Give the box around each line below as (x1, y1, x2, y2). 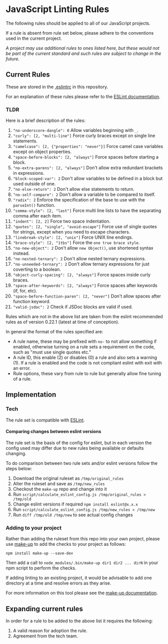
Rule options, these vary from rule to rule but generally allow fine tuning (13, 371, 161, 377)
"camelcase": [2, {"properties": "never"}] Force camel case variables (13, 144, 163, 150)
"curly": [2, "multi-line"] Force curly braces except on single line (13, 132, 155, 139)
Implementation (6, 390, 57, 399)
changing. (6, 450, 27, 456)
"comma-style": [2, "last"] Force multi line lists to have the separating (13, 207, 161, 213)
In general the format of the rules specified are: (6, 329, 103, 335)
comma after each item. (13, 213, 62, 219)
